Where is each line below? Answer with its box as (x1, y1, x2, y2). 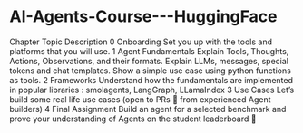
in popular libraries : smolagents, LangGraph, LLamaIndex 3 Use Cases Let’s (9, 84, 295, 95)
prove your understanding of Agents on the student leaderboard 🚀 (9, 113, 257, 124)
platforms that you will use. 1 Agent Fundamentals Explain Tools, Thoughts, (9, 45, 289, 56)
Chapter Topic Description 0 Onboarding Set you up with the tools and (9, 36, 273, 47)
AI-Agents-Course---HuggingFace (9, 6, 279, 27)
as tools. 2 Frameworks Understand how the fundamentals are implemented (9, 74, 293, 85)
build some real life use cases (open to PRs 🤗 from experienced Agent (9, 93, 271, 105)
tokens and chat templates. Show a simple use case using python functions (9, 65, 292, 76)
